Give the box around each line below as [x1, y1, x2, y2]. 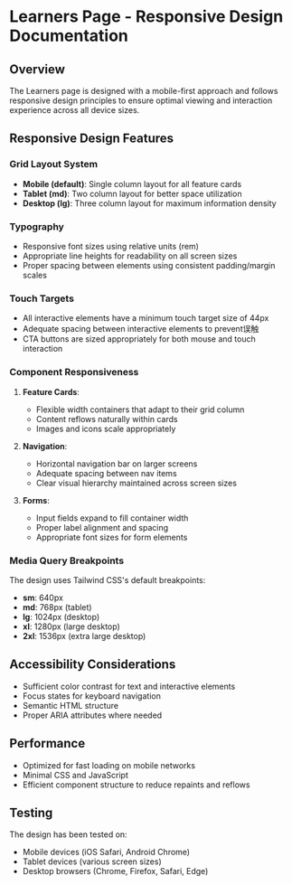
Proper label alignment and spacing [35, 522, 169, 532]
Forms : [22, 494, 50, 505]
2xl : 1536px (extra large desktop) [22, 630, 146, 641]
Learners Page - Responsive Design [9, 6, 284, 27]
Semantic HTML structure [22, 700, 119, 711]
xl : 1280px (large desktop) [22, 621, 120, 632]
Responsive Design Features [9, 131, 174, 146]
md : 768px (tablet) [22, 601, 92, 612]
